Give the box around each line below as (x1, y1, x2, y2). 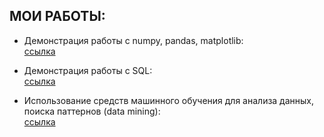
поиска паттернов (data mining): (23, 105, 161, 117)
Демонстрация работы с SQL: (23, 64, 153, 76)
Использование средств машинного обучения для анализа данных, (23, 94, 315, 106)
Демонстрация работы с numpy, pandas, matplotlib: (23, 34, 244, 46)
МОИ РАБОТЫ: (9, 8, 106, 25)
